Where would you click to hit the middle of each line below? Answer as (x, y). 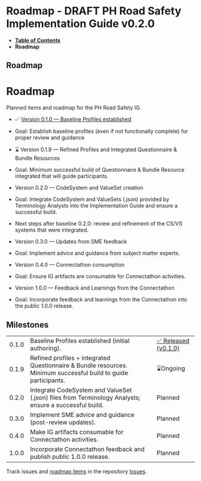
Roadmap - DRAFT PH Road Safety (94, 11)
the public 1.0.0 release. (44, 306)
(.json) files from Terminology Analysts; (85, 398)
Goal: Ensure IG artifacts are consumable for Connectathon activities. (100, 276)
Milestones (28, 325)
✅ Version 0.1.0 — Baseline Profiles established (73, 119)
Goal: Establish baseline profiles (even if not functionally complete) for (101, 131)
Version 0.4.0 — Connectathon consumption (70, 265)
